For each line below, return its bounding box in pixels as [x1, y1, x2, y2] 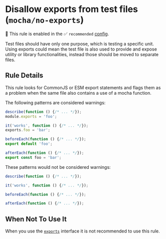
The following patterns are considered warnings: [5, 99, 106, 106]
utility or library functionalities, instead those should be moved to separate [5, 51, 159, 57]
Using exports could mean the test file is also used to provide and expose [5, 46, 157, 52]
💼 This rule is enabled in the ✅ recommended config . [5, 31, 109, 37]
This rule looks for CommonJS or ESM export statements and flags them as [5, 84, 161, 91]
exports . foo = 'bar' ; [5, 128, 51, 133]
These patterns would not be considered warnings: [5, 164, 111, 170]
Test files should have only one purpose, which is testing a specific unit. [5, 41, 154, 47]
